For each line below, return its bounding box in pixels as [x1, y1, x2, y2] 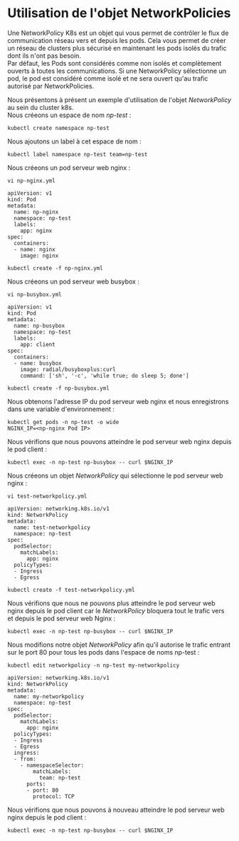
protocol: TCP [33, 792, 75, 800]
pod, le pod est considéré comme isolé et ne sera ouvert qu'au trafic [7, 74, 208, 83]
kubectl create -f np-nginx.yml [7, 264, 103, 272]
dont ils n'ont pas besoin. [7, 51, 82, 60]
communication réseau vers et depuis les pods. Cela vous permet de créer [7, 36, 226, 44]
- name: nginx [14, 246, 55, 253]
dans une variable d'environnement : [7, 405, 115, 413]
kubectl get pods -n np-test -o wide [7, 418, 119, 425]
